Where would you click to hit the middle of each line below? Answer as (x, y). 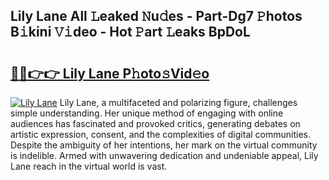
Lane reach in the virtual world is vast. (89, 166)
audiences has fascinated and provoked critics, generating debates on (155, 123)
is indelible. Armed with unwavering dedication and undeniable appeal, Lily (164, 155)
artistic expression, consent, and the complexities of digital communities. (160, 134)
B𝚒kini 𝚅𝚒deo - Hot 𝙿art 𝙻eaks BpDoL (130, 32)
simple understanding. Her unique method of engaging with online (147, 113)
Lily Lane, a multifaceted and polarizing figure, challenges (178, 102)
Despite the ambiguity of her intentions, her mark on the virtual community (164, 145)
